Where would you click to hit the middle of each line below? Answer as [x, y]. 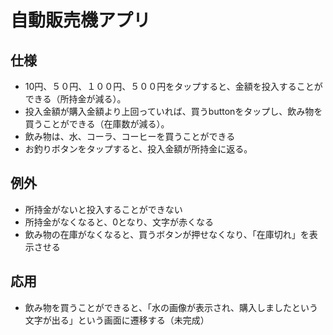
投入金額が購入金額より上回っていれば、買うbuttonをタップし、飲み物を [173, 111]
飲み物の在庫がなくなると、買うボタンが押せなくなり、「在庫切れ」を [167, 234]
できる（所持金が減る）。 [75, 99]
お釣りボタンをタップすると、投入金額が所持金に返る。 [138, 149]
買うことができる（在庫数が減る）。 [97, 124]
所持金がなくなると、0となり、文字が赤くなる [119, 222]
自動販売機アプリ [81, 20]
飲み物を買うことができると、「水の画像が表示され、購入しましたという [171, 307]
